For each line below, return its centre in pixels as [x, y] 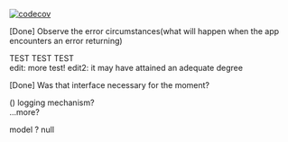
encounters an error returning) [66, 41]
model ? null [32, 129]
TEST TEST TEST [42, 58]
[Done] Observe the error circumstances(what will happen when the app [144, 31]
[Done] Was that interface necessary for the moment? [110, 85]
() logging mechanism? [52, 102]
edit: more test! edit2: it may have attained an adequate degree [126, 68]
